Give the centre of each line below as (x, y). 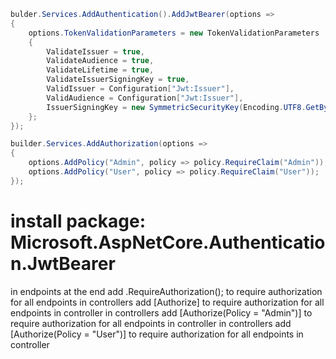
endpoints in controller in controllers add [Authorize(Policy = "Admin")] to (161, 312)
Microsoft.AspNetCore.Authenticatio (168, 242)
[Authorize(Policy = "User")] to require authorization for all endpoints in (157, 334)
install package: (78, 221)
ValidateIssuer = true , (95, 51)
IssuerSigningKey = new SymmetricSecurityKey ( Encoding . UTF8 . (176, 107)
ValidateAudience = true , (100, 61)
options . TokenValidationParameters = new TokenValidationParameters (174, 33)
